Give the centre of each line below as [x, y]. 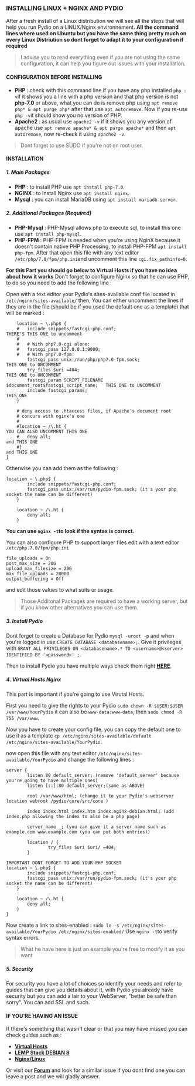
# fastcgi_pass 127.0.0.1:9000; [59, 350]
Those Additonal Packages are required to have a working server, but [104, 601]
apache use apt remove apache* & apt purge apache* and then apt [95, 128]
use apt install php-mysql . [48, 234]
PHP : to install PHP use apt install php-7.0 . [69, 187]
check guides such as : [34, 1035]
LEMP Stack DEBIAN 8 [42, 1053]
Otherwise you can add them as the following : [62, 468]
